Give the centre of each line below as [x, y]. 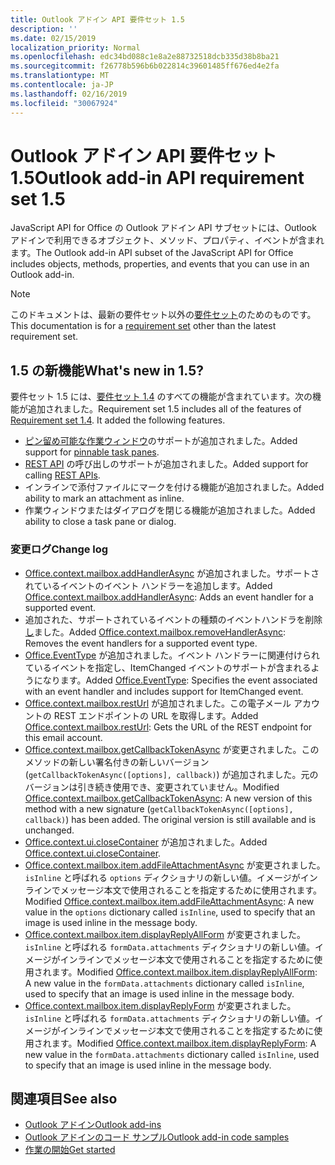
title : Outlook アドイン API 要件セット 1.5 [97, 19]
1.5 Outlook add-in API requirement [157, 177]
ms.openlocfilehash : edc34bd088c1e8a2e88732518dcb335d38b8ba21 [145, 57]
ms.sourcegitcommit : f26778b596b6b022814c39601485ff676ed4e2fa [145, 66]
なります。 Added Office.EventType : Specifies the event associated [180, 680]
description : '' [44, 29]
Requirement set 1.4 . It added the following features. [118, 420]
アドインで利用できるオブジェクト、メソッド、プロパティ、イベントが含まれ [167, 240]
